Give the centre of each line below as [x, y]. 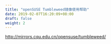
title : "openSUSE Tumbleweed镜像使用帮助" [47, 9]
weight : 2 [15, 23]
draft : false [18, 18]
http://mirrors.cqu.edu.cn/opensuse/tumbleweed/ [55, 37]
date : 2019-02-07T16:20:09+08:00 [39, 14]
